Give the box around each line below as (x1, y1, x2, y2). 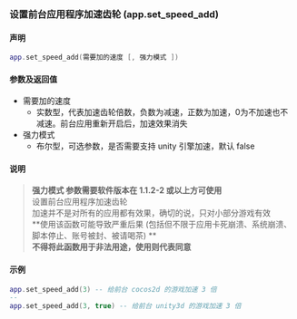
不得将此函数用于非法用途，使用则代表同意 (31, 242, 192, 253)
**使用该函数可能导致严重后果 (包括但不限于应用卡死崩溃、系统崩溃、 (31, 219, 292, 230)
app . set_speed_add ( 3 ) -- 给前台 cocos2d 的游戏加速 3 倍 (9, 285, 217, 294)
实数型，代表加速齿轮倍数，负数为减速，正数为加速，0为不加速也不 (35, 107, 289, 118)
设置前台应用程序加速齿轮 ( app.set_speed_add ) (9, 7, 220, 20)
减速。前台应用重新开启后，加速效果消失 (35, 118, 188, 129)
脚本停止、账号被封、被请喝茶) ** (31, 230, 157, 241)
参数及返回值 (9, 73, 57, 84)
